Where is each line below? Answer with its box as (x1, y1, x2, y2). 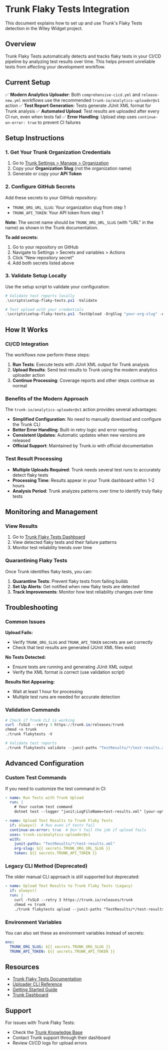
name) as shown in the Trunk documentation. (5, 224, 98, 230)
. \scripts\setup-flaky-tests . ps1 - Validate (5, 298, 97, 303)
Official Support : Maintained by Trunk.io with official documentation (12, 443, 153, 449)
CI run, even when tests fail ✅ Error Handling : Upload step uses (5, 113, 137, 119)
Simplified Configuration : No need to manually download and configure (12, 416, 161, 422)
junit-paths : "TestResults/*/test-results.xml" (14, 841, 115, 847)
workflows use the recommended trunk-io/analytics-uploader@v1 (22, 97, 160, 103)
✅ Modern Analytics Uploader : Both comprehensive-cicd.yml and (5, 91, 140, 97)
